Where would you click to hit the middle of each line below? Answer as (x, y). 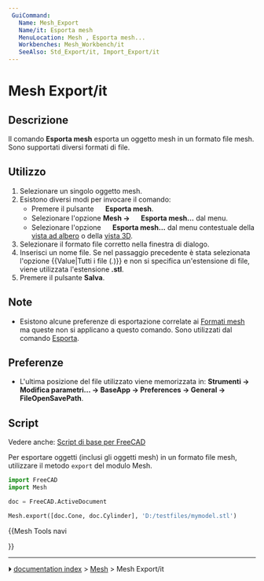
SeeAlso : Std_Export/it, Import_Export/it (89, 52)
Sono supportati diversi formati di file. (69, 147)
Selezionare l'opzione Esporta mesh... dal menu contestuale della (143, 227)
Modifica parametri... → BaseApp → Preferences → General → (122, 390)
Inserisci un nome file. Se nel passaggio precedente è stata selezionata (135, 252)
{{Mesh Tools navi (37, 531)
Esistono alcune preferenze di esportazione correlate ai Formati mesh (132, 321)
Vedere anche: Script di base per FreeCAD (77, 442)
